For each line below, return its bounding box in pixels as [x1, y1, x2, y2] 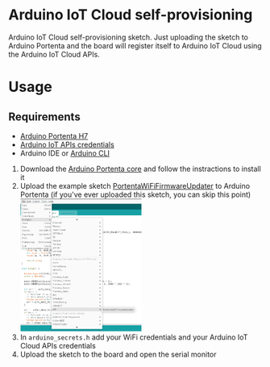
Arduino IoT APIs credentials [19, 140, 114, 149]
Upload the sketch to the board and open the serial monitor [19, 349, 217, 359]
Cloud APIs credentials [19, 340, 97, 350]
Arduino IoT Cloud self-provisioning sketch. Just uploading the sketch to [8, 32, 248, 42]
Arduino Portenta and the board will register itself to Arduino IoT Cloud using [8, 40, 262, 50]
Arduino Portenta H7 [19, 131, 89, 140]
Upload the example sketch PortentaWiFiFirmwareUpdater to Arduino [19, 181, 251, 190]
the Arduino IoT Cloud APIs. [8, 49, 101, 59]
